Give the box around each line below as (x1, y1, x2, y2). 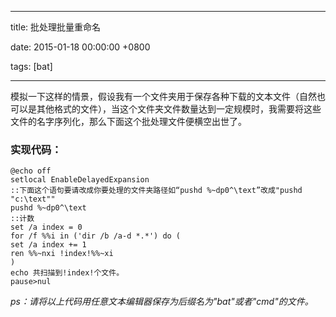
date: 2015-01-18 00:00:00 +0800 (10, 41, 151, 53)
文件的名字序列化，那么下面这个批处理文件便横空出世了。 (10, 116, 247, 127)
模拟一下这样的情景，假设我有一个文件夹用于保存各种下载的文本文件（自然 (10, 91, 317, 102)
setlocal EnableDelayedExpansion (10, 175, 150, 185)
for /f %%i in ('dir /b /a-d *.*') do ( (10, 231, 182, 241)
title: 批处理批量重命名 (10, 21, 102, 33)
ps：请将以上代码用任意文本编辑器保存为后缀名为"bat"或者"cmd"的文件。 (10, 296, 314, 308)
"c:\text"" (10, 194, 56, 205)
